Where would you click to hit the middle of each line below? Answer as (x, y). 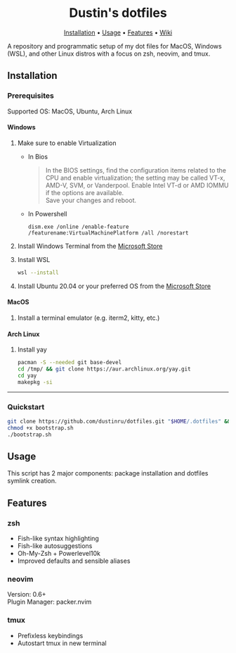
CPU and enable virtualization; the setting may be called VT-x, (135, 178)
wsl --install (38, 273)
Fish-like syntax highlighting (58, 539)
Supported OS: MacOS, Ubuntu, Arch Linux (70, 111)
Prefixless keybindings (50, 635)
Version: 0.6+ (27, 595)
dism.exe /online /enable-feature (78, 227)
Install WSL (34, 259)
